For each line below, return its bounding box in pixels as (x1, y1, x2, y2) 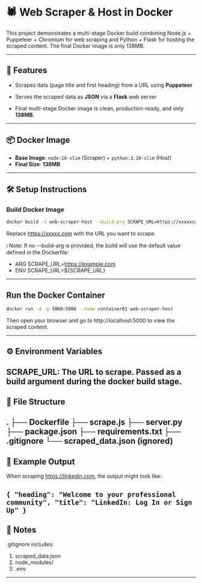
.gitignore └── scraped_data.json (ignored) (6, 436, 173, 447)
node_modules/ (14, 559, 54, 566)
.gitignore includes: (6, 541, 54, 548)
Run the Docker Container (6, 290, 105, 300)
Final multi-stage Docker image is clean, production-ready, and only (14, 104, 184, 112)
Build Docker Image (6, 205, 65, 213)
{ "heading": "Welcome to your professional (6, 490, 176, 498)
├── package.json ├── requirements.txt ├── (6, 427, 182, 437)
